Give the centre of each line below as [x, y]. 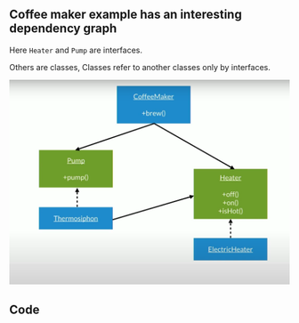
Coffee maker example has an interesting [125, 15]
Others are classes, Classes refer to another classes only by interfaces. [140, 67]
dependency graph [63, 29]
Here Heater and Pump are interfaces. [76, 50]
